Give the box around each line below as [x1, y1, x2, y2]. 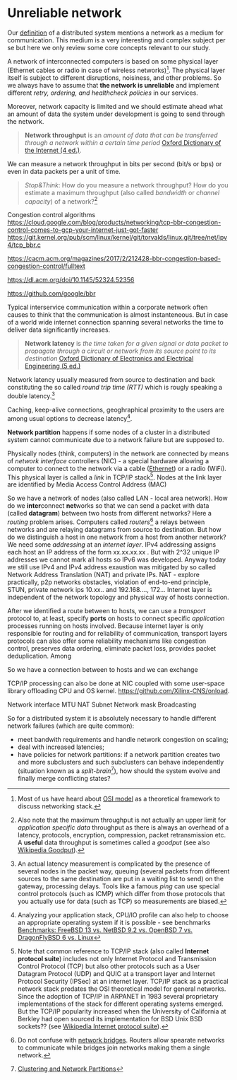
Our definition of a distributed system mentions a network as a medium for [7, 28, 224, 37]
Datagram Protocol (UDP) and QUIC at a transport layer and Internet [17, 969, 215, 977]
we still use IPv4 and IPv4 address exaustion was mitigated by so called [7, 562, 217, 571]
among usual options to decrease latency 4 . [7, 412, 133, 422]
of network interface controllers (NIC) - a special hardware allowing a [7, 456, 209, 465]
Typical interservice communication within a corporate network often [7, 303, 208, 312]
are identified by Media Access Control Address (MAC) [7, 480, 167, 489]
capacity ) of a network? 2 [24, 196, 98, 206]
